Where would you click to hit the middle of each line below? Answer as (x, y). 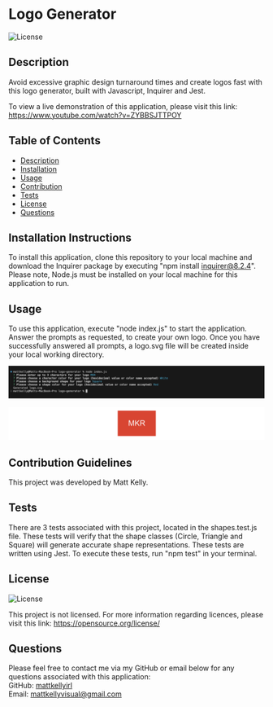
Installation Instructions (70, 237)
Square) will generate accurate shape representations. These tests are (126, 545)
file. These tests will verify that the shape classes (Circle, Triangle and (126, 536)
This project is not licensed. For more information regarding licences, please (136, 614)
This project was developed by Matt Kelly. (78, 482)
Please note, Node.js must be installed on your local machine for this (123, 274)
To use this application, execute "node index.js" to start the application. (128, 329)
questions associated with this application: (80, 677)
